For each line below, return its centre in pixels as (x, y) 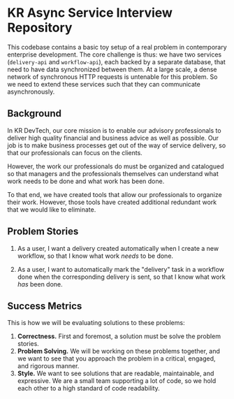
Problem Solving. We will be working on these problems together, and (118, 351)
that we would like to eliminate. (52, 209)
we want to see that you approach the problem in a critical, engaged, (116, 358)
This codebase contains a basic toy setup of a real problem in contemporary (117, 47)
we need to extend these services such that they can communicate (104, 84)
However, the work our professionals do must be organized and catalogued (116, 166)
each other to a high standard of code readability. (89, 389)
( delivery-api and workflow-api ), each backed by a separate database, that (116, 61)
